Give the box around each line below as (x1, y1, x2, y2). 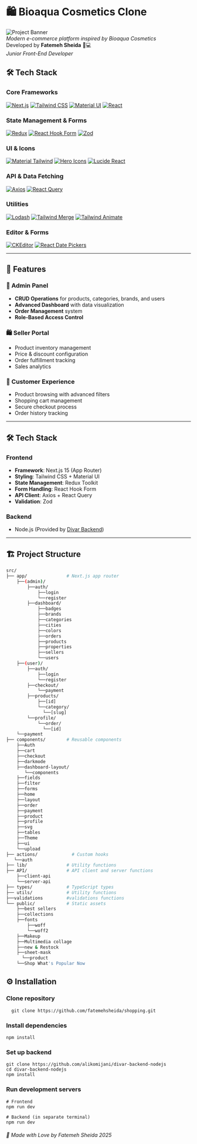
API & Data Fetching (6, 172, 64, 180)
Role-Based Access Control (14, 313, 84, 320)
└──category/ (37, 704, 69, 710)
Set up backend (6, 1048, 52, 1056)
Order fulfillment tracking (14, 357, 76, 364)
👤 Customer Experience (6, 377, 75, 386)
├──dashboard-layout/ (16, 764, 69, 770)
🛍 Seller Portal (6, 329, 49, 337)
